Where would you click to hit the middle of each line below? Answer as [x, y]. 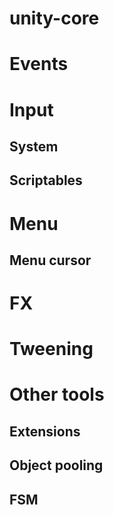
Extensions [45, 431]
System [34, 146]
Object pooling [56, 465]
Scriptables [46, 180]
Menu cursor [50, 260]
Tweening [51, 349]
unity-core [54, 18]
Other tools [57, 394]
